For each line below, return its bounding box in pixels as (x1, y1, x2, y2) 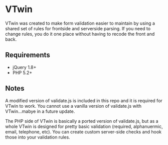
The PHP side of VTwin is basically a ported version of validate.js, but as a (5, 118, 159, 124)
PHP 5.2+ (12, 69, 33, 76)
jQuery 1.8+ (12, 64, 37, 70)
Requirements (5, 51, 50, 59)
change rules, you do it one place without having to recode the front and (5, 31, 155, 37)
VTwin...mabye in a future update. (5, 108, 75, 114)
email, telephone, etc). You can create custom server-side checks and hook (5, 128, 162, 134)
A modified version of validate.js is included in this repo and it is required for (5, 97, 163, 104)
